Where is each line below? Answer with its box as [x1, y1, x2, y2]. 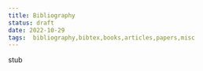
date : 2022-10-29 [8, 26, 65, 34]
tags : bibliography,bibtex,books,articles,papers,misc [8, 33, 195, 42]
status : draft [8, 19, 55, 27]
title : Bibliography [8, 11, 76, 20]
